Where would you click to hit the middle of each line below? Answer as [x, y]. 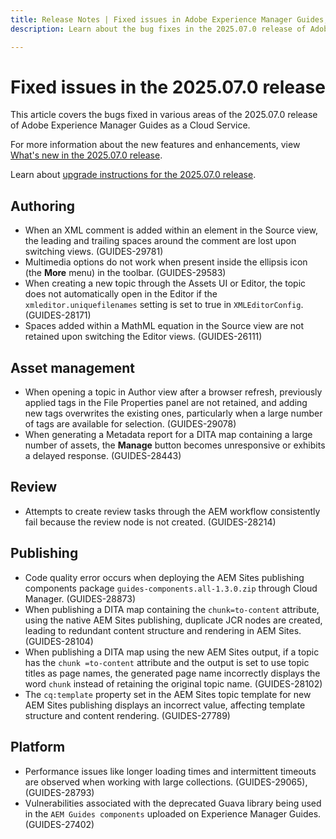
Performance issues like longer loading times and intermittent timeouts [170, 771]
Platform [38, 747]
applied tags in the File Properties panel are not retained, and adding [166, 403]
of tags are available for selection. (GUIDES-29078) [130, 424]
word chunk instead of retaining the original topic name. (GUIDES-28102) [173, 683]
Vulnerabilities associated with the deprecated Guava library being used [173, 803]
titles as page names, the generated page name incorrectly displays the [172, 673]
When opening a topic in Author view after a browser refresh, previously [173, 392]
